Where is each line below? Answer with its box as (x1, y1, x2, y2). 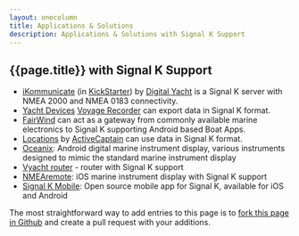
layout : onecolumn (9, 12, 78, 22)
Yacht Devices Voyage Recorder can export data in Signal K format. (21, 105, 270, 116)
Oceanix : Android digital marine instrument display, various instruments (21, 143, 286, 154)
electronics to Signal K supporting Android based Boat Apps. (21, 124, 246, 134)
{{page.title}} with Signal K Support (9, 62, 212, 77)
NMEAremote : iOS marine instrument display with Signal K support (21, 171, 268, 183)
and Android (21, 191, 69, 201)
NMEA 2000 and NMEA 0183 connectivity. (21, 95, 179, 107)
